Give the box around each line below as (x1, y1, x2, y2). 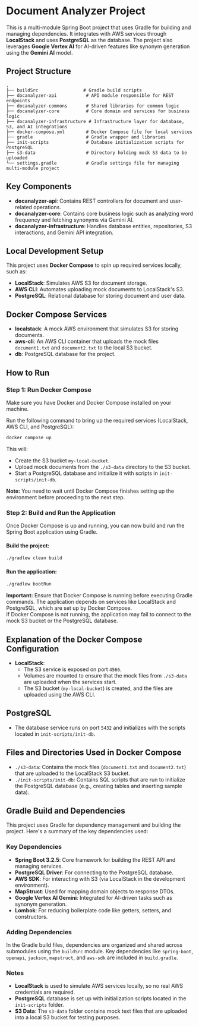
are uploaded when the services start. (23, 679, 117, 686)
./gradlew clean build (6, 555, 62, 561)
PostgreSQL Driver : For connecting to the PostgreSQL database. (14, 869, 174, 876)
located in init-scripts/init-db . (14, 730, 96, 738)
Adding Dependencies (6, 928, 72, 936)
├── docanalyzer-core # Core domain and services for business (6, 108, 190, 114)
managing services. (14, 862, 64, 870)
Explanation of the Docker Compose (6, 634, 143, 644)
